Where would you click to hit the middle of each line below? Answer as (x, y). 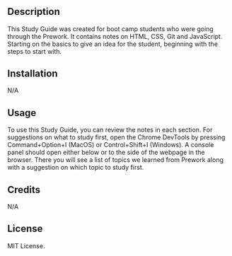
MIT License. (26, 245)
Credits (24, 190)
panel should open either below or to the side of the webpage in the (106, 152)
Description (34, 12)
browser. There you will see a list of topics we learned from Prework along (116, 160)
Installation (33, 74)
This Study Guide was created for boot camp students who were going (110, 29)
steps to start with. (35, 51)
